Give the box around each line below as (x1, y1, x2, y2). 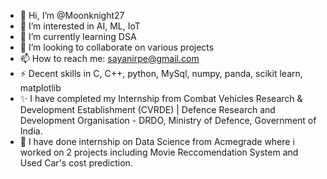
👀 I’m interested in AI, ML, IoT (19, 20, 141, 32)
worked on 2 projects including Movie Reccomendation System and (19, 146, 299, 158)
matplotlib (19, 82, 62, 94)
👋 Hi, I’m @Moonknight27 (19, 10, 125, 21)
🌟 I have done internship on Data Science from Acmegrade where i (19, 136, 295, 147)
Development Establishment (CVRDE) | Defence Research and (19, 104, 276, 115)
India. (19, 125, 43, 137)
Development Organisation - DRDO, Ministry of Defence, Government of (19, 115, 317, 126)
